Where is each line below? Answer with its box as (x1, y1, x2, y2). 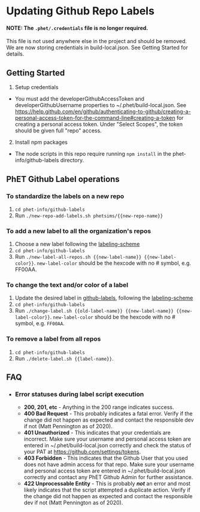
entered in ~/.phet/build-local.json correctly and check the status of (23, 442, 192, 449)
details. (6, 50, 25, 57)
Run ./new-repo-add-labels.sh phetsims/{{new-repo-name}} (14, 211, 163, 219)
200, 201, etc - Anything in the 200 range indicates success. (23, 404, 175, 411)
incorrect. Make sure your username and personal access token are (23, 435, 192, 443)
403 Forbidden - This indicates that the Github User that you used (23, 455, 189, 462)
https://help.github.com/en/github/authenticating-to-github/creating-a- (14, 108, 191, 115)
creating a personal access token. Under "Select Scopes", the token (14, 121, 183, 128)
